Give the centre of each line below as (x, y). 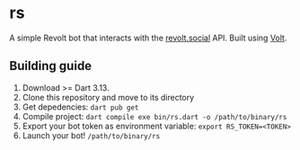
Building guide (51, 66)
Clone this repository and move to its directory (108, 97)
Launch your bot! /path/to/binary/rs (91, 135)
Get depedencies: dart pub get (80, 107)
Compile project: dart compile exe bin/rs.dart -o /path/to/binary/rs (154, 116)
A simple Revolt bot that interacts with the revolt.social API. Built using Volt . (148, 38)
